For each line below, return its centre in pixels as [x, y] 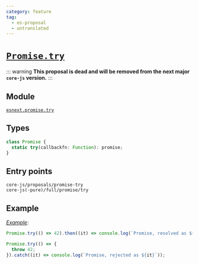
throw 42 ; [23, 249]
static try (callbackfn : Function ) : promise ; [67, 147]
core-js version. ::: [30, 78]
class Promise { [26, 142]
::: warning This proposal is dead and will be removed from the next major [98, 72]
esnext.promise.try [30, 110]
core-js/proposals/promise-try [45, 185]
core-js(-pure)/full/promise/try [47, 190]
